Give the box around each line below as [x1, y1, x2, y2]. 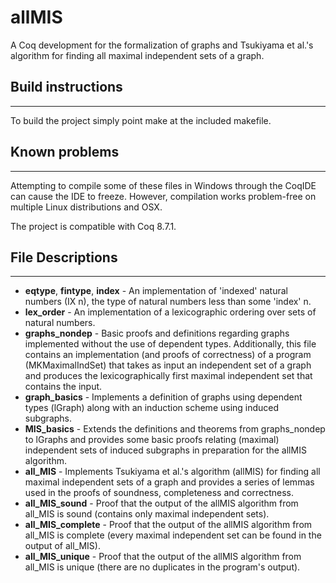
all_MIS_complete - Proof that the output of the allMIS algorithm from [24, 519, 313, 531]
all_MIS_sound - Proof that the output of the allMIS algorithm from [24, 497, 299, 510]
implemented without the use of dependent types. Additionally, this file [24, 338, 317, 350]
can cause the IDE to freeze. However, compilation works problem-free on [10, 190, 317, 202]
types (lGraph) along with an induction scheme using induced [24, 402, 280, 414]
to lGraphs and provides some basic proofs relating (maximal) [24, 434, 280, 446]
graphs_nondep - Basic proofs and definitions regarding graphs [24, 327, 290, 340]
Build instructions [10, 79, 123, 96]
